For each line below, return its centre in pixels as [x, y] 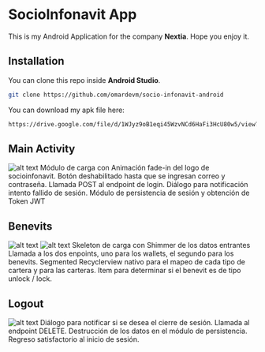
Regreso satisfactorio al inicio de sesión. [74, 339]
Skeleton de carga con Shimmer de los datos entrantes [161, 245]
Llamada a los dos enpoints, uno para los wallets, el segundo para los [121, 253]
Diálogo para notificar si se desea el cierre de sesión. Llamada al [145, 322]
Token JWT [27, 201]
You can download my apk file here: [66, 110]
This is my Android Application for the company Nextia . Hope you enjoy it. [129, 36]
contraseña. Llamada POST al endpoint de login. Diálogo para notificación [128, 185]
